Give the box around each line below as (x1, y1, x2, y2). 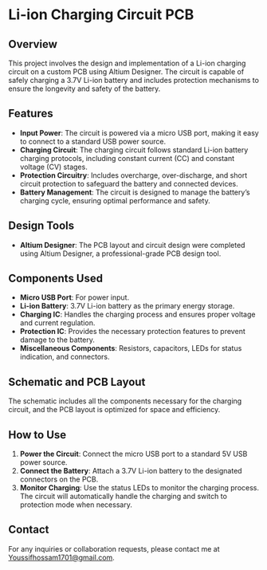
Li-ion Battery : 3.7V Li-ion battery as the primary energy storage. (19, 301, 235, 311)
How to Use (8, 428, 67, 442)
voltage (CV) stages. (19, 162, 88, 171)
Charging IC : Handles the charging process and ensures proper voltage (19, 309, 256, 320)
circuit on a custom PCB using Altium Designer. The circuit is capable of (8, 67, 245, 77)
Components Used (8, 272, 104, 285)
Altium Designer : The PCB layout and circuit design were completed (19, 240, 245, 250)
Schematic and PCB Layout (8, 375, 146, 388)
